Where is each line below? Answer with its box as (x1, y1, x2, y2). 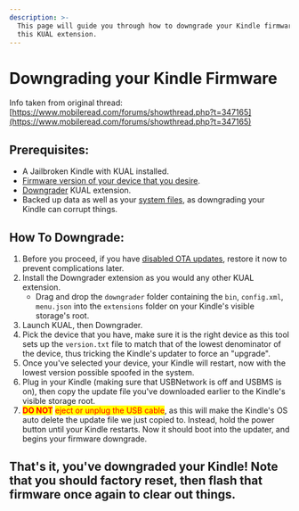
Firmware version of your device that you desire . (21, 176, 201, 186)
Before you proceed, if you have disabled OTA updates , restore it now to (21, 253, 287, 264)
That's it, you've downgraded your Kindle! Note (9, 459, 279, 474)
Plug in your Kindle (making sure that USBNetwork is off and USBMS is (21, 376, 282, 387)
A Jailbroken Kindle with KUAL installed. (21, 166, 169, 177)
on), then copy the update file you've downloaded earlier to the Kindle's (21, 385, 287, 397)
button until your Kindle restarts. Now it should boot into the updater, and (21, 424, 290, 434)
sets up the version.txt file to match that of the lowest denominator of (21, 338, 282, 349)
